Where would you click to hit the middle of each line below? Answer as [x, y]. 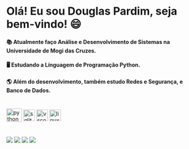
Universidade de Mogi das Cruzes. [51, 51]
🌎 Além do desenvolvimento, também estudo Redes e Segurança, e [94, 81]
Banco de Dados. [29, 90]
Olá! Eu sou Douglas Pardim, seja [92, 11]
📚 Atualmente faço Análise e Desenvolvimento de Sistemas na [88, 42]
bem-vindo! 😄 [44, 24]
